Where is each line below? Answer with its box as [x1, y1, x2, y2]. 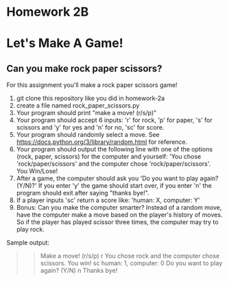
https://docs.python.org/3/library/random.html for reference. [16, 138, 188, 146]
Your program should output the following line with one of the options [16, 145, 213, 154]
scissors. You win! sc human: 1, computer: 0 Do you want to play [40, 259, 223, 267]
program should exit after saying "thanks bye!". [16, 189, 149, 197]
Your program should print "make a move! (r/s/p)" [16, 109, 157, 117]
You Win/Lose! [16, 167, 58, 175]
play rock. [16, 225, 45, 234]
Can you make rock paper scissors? [6, 62, 162, 74]
